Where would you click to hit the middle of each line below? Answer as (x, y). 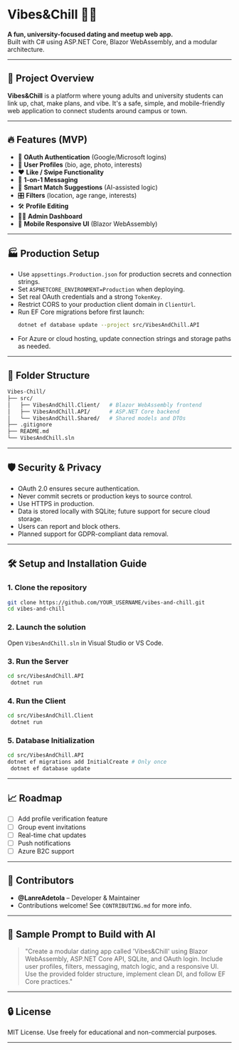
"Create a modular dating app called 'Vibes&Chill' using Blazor (116, 951)
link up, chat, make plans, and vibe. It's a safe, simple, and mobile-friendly (116, 103)
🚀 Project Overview (51, 79)
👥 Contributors (41, 881)
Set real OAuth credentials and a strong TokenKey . (90, 297)
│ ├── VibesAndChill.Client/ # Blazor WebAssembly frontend (105, 405)
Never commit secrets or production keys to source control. (105, 496)
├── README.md (28, 431)
